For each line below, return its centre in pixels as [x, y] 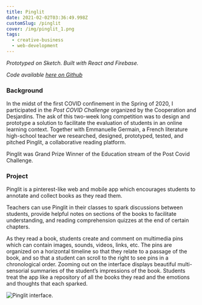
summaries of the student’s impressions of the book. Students [108, 271]
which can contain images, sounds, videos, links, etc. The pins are [89, 245]
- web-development [35, 46]
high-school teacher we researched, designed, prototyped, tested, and [95, 136]
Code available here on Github [45, 75]
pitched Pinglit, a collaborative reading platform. [66, 142]
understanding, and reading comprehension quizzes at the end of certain [98, 220]
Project [17, 176]
